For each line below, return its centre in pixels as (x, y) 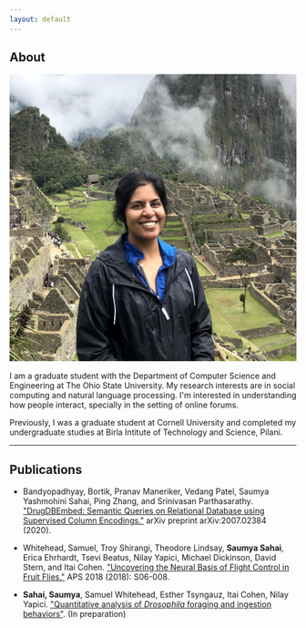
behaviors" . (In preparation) (74, 614)
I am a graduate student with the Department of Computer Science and (143, 376)
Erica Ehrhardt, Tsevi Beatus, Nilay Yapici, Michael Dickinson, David (149, 558)
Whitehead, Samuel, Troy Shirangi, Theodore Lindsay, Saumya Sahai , (153, 548)
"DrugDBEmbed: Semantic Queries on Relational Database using (143, 511)
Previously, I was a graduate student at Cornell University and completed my (153, 423)
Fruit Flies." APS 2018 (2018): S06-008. (96, 577)
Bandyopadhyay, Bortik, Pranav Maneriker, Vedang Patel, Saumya (146, 491)
